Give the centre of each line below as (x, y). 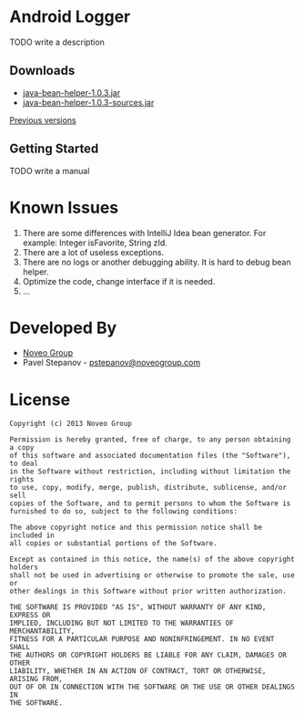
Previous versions (43, 119)
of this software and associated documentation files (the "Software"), (150, 456)
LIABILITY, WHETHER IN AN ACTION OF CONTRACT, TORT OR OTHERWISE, (138, 671)
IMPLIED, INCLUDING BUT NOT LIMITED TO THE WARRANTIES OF (122, 623)
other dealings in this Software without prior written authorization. (148, 591)
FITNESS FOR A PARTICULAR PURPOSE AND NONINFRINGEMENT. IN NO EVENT (142, 639)
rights (22, 480)
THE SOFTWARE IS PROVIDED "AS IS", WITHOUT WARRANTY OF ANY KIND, (138, 607)
